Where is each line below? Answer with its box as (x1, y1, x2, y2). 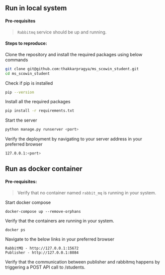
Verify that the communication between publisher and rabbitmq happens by (5, 259, 160, 265)
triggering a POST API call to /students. (5, 264, 85, 270)
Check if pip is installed (5, 80, 53, 86)
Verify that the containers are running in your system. (5, 218, 114, 224)
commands (5, 57, 28, 63)
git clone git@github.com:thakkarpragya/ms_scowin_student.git (5, 66, 139, 71)
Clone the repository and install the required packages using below (5, 51, 143, 57)
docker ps (5, 227, 26, 232)
